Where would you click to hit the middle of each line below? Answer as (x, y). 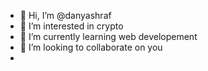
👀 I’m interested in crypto (71, 26)
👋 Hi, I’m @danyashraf (65, 15)
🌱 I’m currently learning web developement (108, 36)
